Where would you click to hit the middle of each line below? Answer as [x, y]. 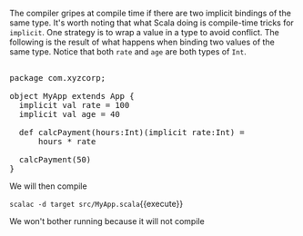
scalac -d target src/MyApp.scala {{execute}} [96, 204]
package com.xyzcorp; [58, 78]
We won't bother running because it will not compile [107, 221]
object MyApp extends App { [72, 96]
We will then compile [49, 186]
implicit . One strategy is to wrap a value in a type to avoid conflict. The [145, 32]
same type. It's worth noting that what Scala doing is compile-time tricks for [151, 23]
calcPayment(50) [55, 159]
